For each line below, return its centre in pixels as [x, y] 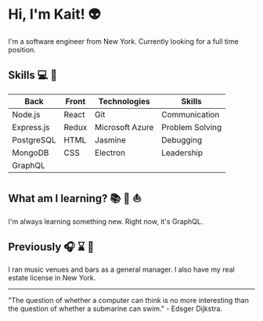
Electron [110, 153]
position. [22, 49]
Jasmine [111, 139]
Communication [191, 114]
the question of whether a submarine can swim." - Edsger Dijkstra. [115, 308]
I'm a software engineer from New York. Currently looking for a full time [123, 41]
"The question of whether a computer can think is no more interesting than [128, 301]
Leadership [182, 153]
